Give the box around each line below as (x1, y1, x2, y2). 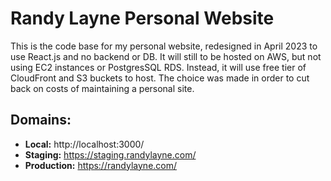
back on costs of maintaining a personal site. (10, 82, 195, 94)
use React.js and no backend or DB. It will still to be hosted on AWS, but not (10, 50, 322, 62)
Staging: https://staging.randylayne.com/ (24, 148, 197, 161)
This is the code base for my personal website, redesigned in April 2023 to (10, 40, 318, 52)
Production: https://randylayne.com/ (24, 159, 178, 171)
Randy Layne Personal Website (10, 7, 275, 30)
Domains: (10, 112, 72, 129)
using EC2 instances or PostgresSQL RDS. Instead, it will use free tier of (10, 61, 307, 73)
